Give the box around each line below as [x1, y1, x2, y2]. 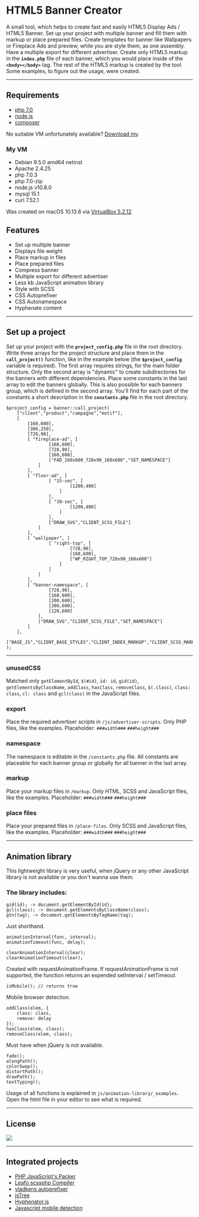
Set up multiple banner [14, 241, 70, 248]
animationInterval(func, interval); [6, 934, 97, 940]
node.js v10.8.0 [14, 184, 52, 191]
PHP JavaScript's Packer [14, 1172, 76, 1180]
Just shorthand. [6, 923, 45, 930]
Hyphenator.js [14, 1198, 49, 1205]
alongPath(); [6, 1058, 38, 1065]
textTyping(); [6, 1079, 41, 1086]
